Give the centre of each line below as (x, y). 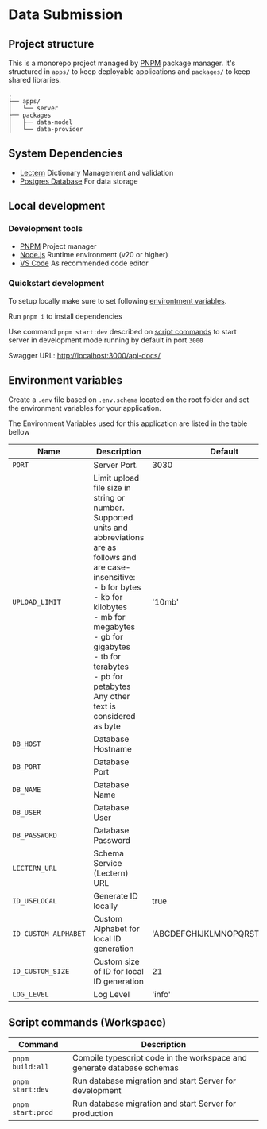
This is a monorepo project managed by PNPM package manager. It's (122, 63)
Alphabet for (117, 929)
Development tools (46, 229)
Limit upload (116, 478)
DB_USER (27, 812)
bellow (19, 431)
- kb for (108, 597)
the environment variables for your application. (85, 408)
